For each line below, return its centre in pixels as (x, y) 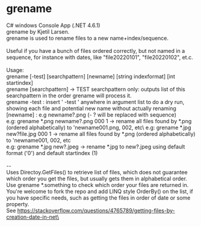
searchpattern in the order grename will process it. (69, 96)
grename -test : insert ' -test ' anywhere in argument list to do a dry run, (95, 102)
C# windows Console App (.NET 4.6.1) (53, 25)
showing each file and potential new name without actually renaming (91, 108)
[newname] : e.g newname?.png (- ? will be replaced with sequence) (91, 115)
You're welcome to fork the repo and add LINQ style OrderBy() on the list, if (100, 191)
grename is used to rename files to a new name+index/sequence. (88, 38)
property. (18, 204)
